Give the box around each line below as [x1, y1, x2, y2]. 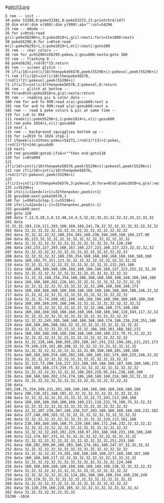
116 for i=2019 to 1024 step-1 [5, 134, 69, 139]
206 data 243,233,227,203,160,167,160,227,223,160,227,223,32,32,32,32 [5, 245, 154, 250]
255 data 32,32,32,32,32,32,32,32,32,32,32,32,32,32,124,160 [5, 460, 132, 465]
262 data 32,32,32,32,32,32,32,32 [5, 490, 76, 495]
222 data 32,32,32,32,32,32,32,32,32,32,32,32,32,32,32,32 [5, 314, 128, 319]
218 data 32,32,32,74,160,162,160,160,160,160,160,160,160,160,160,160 [5, 297, 154, 302]
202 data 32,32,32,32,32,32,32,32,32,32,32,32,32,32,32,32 [5, 228, 128, 233]
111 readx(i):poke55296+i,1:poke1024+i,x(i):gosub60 [5, 117, 115, 122]
